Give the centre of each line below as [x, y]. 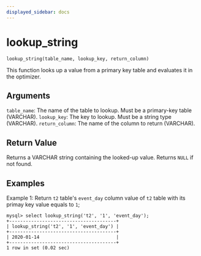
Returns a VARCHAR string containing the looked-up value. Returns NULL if [100, 157]
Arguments [28, 96]
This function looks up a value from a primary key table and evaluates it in [100, 70]
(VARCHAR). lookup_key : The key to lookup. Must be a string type [89, 117]
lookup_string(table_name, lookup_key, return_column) [78, 59]
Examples [25, 183]
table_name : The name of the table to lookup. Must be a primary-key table [99, 110]
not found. [19, 164]
